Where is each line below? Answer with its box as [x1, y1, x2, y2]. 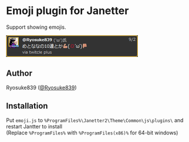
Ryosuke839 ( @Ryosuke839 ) [6, 84, 77, 91]
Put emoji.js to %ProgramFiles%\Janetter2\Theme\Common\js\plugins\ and [6, 116, 184, 124]
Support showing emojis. [6, 23, 66, 31]
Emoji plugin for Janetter [6, 4, 129, 18]
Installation [6, 101, 48, 111]
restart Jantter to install [6, 123, 63, 130]
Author [6, 69, 32, 79]
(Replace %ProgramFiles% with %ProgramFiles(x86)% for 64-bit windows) [6, 129, 178, 136]
